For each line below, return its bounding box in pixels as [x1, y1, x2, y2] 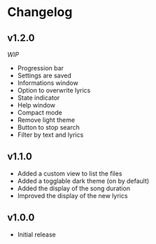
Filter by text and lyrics [17, 130, 84, 139]
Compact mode [17, 109, 63, 116]
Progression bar [17, 64, 64, 72]
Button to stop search [17, 123, 80, 131]
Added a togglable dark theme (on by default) [17, 176, 150, 185]
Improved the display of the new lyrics [17, 191, 128, 199]
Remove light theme [17, 116, 76, 124]
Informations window [17, 79, 78, 87]
